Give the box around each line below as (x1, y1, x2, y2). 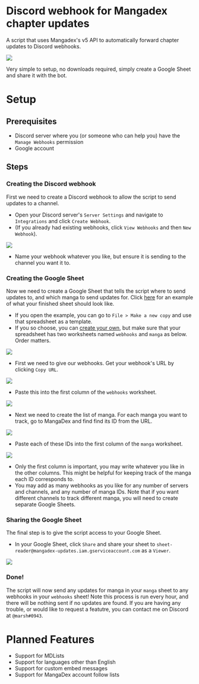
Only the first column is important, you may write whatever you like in (14, 463, 185, 470)
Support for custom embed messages (14, 665, 108, 672)
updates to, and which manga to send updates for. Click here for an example (6, 293, 194, 301)
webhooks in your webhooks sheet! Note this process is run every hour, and (6, 593, 189, 600)
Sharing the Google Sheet (6, 516, 82, 524)
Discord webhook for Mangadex (6, 4, 168, 18)
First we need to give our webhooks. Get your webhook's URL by (14, 359, 174, 366)
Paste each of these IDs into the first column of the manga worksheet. (14, 440, 183, 447)
